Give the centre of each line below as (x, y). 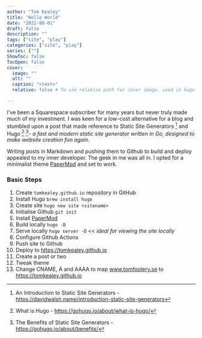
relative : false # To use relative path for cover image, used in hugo (104, 90)
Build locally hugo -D (41, 225)
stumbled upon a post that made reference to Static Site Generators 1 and (97, 125)
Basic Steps (25, 180)
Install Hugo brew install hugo (54, 199)
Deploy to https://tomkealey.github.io (61, 250)
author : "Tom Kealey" (34, 12)
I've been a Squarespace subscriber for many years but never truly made (97, 112)
